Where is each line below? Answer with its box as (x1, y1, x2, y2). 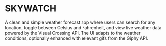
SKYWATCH (5, 3, 56, 14)
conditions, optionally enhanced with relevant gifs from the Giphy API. (5, 35, 148, 41)
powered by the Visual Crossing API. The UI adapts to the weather (5, 30, 141, 36)
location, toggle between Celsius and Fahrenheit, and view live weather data (5, 24, 162, 30)
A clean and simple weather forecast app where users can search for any (5, 19, 156, 25)
